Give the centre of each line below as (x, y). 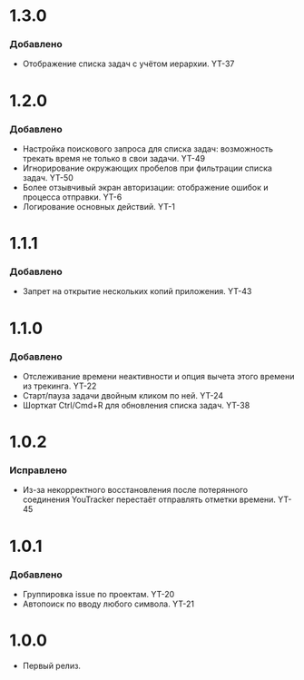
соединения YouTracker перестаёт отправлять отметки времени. (149, 499)
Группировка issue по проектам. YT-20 (98, 594)
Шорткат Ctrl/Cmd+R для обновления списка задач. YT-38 (136, 405)
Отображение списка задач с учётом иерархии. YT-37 (128, 64)
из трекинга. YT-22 (59, 386)
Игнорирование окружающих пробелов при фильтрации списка (147, 168)
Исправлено (39, 470)
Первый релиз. (52, 665)
